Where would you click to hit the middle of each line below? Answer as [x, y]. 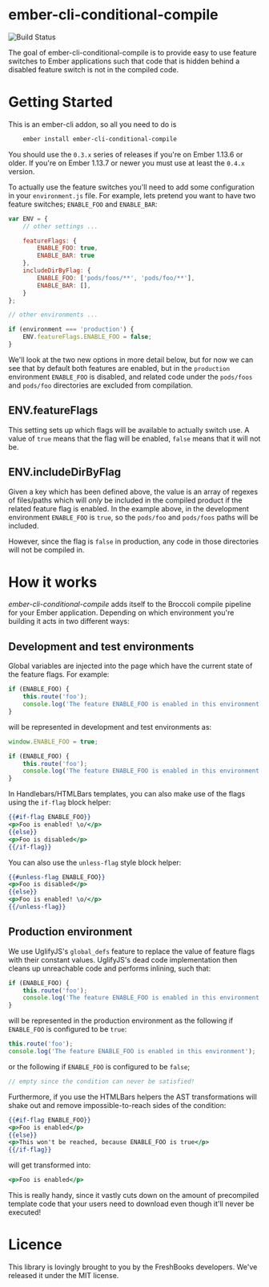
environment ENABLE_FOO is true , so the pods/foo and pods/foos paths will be [133, 517]
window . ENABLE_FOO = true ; [53, 741]
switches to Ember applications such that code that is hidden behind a [124, 61]
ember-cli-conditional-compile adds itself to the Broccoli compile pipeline [130, 605]
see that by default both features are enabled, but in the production [119, 368]
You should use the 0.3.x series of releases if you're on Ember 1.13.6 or [126, 154]
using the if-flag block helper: [60, 802]
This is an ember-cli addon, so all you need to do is [92, 124]
